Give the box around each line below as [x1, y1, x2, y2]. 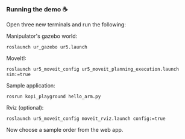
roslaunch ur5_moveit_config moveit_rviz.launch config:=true [6, 116, 166, 122]
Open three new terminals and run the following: [6, 21, 127, 28]
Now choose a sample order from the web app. [6, 126, 124, 134]
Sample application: [6, 82, 55, 89]
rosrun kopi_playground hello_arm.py [6, 93, 101, 100]
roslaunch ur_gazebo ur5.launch [6, 44, 87, 50]
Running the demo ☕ [6, 5, 68, 13]
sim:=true [6, 71, 31, 78]
